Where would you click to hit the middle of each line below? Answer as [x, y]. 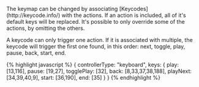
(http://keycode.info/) [33, 15]
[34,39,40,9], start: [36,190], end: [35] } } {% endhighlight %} [84, 78]
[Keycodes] [133, 9]
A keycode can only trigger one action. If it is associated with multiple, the [99, 40]
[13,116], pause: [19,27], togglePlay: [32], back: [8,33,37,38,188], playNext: [99, 71]
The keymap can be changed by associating [62, 9]
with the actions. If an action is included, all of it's [124, 15]
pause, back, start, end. [36, 53]
